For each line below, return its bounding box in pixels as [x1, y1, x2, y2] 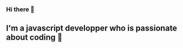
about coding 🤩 [6, 32, 63, 43]
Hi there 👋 [6, 5, 35, 13]
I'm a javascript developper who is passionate [6, 23, 178, 33]
